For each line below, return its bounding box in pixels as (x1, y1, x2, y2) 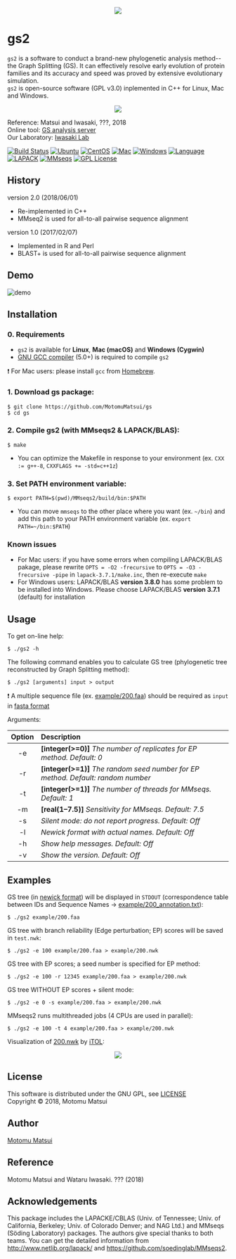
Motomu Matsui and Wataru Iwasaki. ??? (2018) (7, 1175, 144, 1184)
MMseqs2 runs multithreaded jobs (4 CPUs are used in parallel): (7, 1012, 193, 1020)
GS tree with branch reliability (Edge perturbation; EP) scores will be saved (7, 927, 223, 935)
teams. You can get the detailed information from (7, 1237, 150, 1245)
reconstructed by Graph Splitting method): (7, 665, 130, 674)
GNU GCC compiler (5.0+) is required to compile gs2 (17, 353, 169, 361)
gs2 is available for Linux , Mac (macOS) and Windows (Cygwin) (17, 345, 205, 354)
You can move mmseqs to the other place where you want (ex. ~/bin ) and (17, 507, 225, 516)
